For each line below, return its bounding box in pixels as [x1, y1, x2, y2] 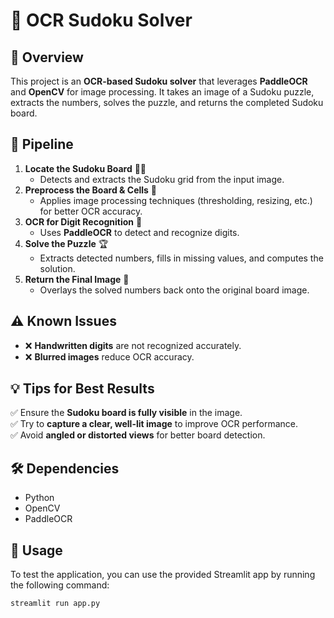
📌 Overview [10, 49, 84, 66]
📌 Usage [10, 542, 63, 559]
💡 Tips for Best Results [10, 380, 155, 398]
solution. [39, 262, 76, 274]
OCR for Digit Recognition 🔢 [24, 215, 143, 228]
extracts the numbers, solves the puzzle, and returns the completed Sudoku [10, 97, 324, 108]
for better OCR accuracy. [39, 205, 143, 217]
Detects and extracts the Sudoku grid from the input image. [39, 173, 285, 185]
